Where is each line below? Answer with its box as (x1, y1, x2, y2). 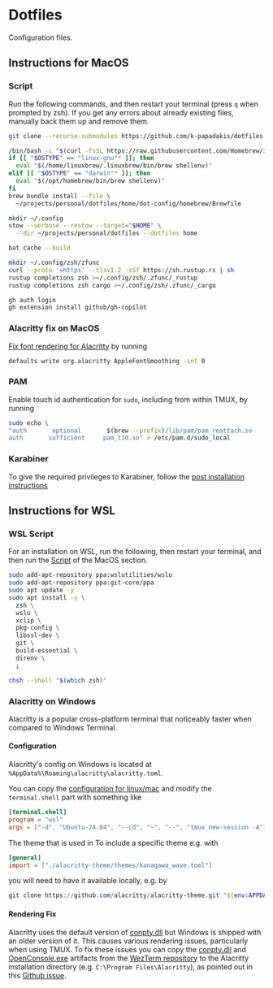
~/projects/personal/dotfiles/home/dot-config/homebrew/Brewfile (15, 199, 242, 208)
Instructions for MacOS (8, 56, 129, 70)
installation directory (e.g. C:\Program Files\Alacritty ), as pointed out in (8, 961, 253, 972)
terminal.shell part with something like (8, 792, 142, 802)
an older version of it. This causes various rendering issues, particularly (8, 936, 249, 946)
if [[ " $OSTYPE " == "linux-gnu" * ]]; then (8, 154, 154, 162)
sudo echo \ (8, 418, 49, 427)
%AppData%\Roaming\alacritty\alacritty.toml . (8, 768, 164, 778)
